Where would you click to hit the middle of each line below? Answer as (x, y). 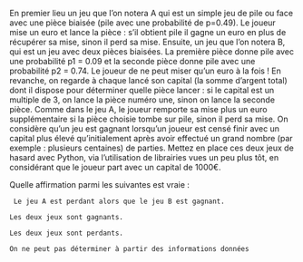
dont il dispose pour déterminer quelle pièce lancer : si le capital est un (142, 90)
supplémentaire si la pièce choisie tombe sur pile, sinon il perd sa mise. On (149, 119)
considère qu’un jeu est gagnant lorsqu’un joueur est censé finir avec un (144, 129)
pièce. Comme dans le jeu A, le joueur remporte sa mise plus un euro (138, 109)
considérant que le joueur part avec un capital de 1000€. (115, 167)
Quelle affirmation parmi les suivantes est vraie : (100, 184)
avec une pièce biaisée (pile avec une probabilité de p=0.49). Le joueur (143, 23)
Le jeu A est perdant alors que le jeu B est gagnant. (119, 201)
